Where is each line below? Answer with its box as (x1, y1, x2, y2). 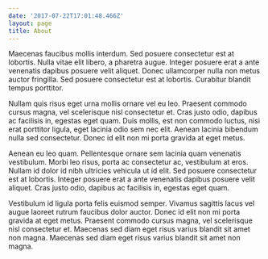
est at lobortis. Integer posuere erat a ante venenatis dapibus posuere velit (8, 174, 256, 184)
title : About (8, 27, 52, 35)
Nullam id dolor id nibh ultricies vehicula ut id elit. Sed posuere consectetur (8, 166, 258, 176)
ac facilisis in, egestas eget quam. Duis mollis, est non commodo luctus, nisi (8, 116, 260, 126)
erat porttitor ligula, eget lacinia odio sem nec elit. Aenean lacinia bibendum (8, 124, 259, 134)
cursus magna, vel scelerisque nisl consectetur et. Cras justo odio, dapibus (8, 107, 258, 117)
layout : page (8, 19, 52, 27)
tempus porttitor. (8, 83, 64, 93)
